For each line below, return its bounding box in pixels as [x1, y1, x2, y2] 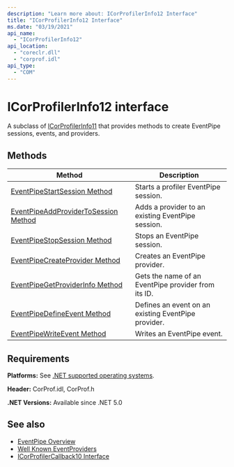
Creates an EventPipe [134, 251, 205, 261]
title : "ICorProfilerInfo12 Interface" [7, 17, 123, 24]
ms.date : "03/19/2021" [7, 23, 73, 30]
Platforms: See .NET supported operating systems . [7, 371, 155, 380]
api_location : [7, 43, 49, 50]
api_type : [7, 62, 36, 69]
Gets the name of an [134, 271, 202, 281]
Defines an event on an [134, 300, 211, 310]
